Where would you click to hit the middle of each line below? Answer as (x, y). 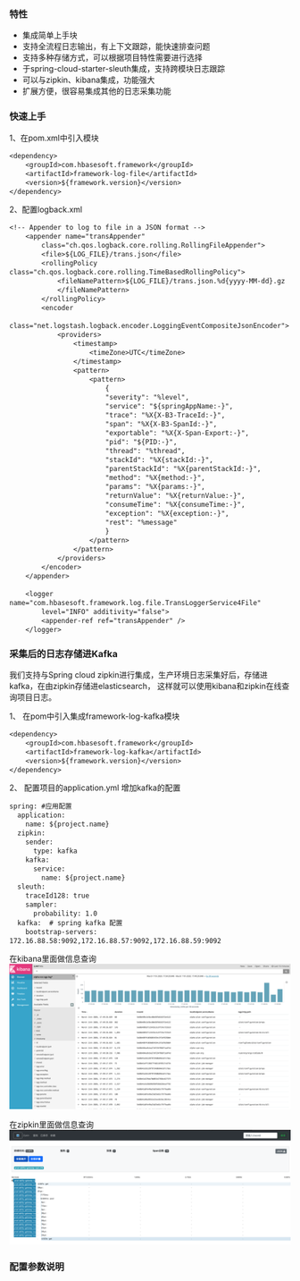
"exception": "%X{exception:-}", (167, 513)
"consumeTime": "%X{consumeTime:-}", (175, 504)
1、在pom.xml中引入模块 (54, 138)
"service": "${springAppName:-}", (169, 406)
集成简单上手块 (50, 35)
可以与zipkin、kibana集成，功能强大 (88, 80)
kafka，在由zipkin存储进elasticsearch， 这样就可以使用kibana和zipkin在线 (146, 686)
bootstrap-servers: (62, 931)
